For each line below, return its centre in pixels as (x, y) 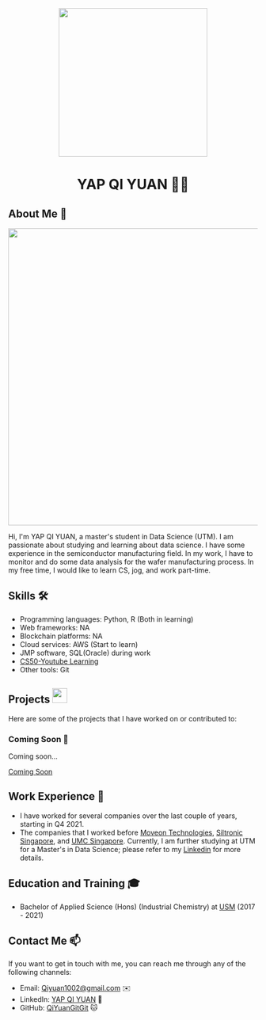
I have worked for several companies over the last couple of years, (128, 816)
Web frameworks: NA (55, 627)
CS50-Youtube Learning (59, 661)
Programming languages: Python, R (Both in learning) (106, 619)
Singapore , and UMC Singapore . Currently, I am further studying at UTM (137, 841)
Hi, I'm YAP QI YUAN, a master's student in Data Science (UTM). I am (121, 537)
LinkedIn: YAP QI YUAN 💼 (61, 999)
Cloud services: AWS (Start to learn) (79, 644)
